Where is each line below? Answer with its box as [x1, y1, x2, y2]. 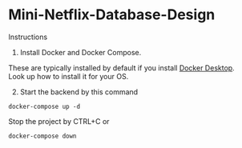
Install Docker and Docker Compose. [19, 47, 142, 57]
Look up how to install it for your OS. [8, 71, 129, 81]
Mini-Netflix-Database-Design [8, 6, 216, 24]
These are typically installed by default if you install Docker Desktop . [8, 62, 235, 73]
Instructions [8, 32, 48, 42]
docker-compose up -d [8, 102, 81, 110]
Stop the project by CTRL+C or [8, 116, 110, 126]
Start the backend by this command [19, 86, 139, 97]
